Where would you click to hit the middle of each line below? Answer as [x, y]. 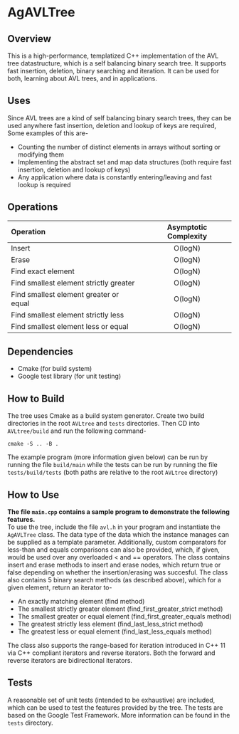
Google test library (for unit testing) [69, 376]
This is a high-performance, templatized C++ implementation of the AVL [113, 56]
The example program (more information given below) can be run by [108, 457]
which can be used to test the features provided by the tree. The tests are [115, 707]
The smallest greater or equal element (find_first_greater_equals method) [125, 617]
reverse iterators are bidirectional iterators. [70, 661]
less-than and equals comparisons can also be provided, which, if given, [114, 550]
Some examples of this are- [48, 133]
